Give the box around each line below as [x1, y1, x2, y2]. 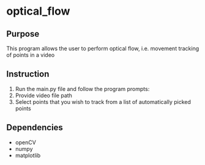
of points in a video [6, 51, 55, 59]
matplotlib [15, 152, 41, 159]
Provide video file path [15, 92, 72, 99]
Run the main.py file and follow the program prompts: [15, 85, 150, 92]
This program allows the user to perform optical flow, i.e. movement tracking [6, 45, 199, 52]
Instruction [6, 69, 50, 79]
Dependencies [6, 122, 63, 133]
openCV [15, 139, 37, 146]
